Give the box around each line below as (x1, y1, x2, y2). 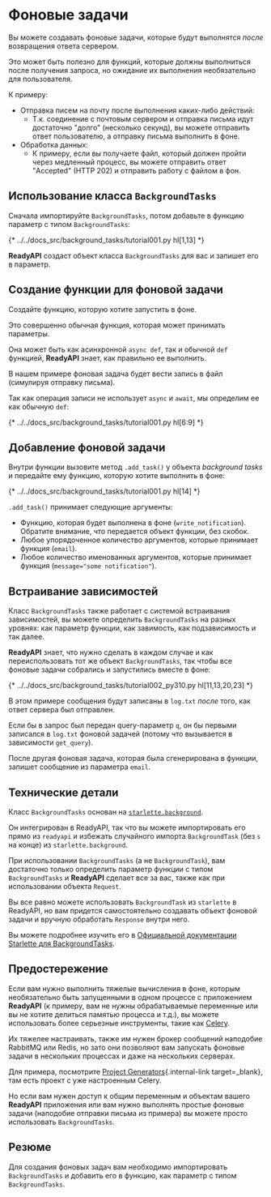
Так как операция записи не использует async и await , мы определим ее (8, 393, 260, 403)
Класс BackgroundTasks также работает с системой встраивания (8, 606, 231, 616)
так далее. (8, 632, 44, 642)
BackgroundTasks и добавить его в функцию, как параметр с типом (8, 1170, 237, 1180)
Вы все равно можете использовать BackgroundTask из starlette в (8, 897, 237, 907)
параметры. (8, 328, 50, 338)
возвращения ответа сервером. (8, 41, 119, 50)
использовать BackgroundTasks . (8, 1117, 115, 1126)
